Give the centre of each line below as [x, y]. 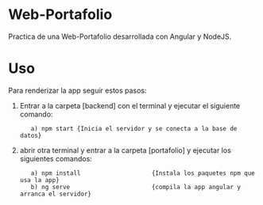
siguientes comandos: [56, 158]
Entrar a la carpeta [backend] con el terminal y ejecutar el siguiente [130, 105]
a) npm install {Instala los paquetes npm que [143, 173]
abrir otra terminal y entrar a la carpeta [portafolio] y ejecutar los [126, 150]
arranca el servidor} [55, 194]
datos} [31, 135]
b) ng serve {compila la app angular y [135, 187]
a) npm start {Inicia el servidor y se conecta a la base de [134, 128]
